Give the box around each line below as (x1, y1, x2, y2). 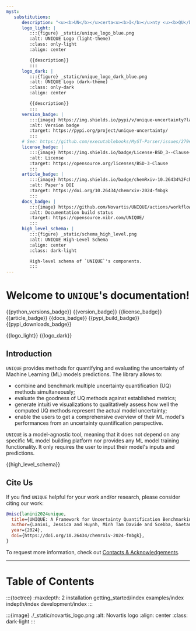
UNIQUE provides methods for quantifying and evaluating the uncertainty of (6, 364, 185, 371)
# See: (21, 139, 38, 145)
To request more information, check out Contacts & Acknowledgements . (6, 548, 180, 555)
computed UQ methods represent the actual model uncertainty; (14, 407, 167, 414)
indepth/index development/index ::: (6, 600, 93, 607)
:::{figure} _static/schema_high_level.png (29, 231, 137, 237)
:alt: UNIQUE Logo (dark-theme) (29, 79, 108, 85)
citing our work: (6, 499, 44, 507)
